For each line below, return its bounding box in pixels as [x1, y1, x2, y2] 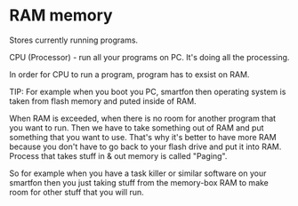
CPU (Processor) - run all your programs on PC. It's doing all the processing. [9, 51, 290, 62]
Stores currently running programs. [9, 35, 139, 45]
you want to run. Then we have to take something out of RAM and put [9, 122, 264, 133]
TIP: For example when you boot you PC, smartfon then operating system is [9, 86, 286, 97]
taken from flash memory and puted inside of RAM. [9, 95, 197, 107]
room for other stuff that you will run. [9, 186, 144, 197]
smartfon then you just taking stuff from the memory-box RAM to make [9, 177, 270, 187]
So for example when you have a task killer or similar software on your [9, 168, 267, 178]
